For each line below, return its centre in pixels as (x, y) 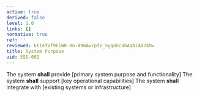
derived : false (26, 18)
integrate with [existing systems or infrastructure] (69, 87)
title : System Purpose (35, 52)
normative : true (27, 35)
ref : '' (16, 40)
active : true (23, 12)
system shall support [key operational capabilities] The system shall (93, 81)
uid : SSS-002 (23, 57)
